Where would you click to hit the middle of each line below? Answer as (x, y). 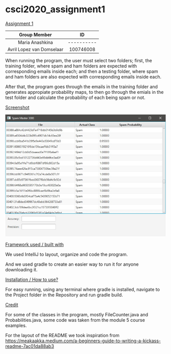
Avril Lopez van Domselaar (35, 49)
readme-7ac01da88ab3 (30, 346)
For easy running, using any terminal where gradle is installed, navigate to (83, 290)
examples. (16, 325)
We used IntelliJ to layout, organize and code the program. (67, 255)
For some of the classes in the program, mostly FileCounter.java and (77, 315)
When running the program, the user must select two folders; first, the (79, 61)
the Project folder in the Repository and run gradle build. (64, 295)
